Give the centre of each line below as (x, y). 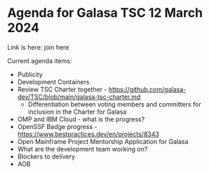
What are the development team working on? (82, 149)
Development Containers (53, 81)
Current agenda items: (40, 60)
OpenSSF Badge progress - (57, 126)
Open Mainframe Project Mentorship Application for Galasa (103, 141)
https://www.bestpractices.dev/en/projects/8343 (88, 134)
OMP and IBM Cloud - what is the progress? (81, 119)
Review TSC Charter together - (62, 89)
